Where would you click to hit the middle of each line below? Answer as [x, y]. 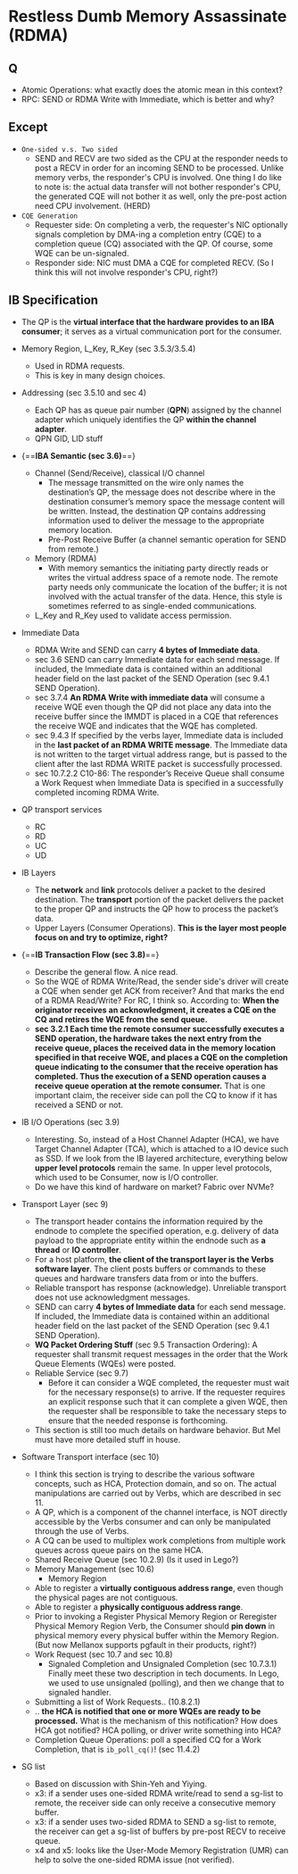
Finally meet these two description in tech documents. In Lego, [164, 1673]
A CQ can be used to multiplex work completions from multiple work [160, 1540]
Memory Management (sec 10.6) [95, 1569]
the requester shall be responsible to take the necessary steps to [167, 1411]
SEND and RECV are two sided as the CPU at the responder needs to [161, 158]
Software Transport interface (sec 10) [90, 1456]
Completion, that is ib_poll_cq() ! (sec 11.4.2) [117, 1749]
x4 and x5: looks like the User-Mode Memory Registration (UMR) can [161, 1850]
